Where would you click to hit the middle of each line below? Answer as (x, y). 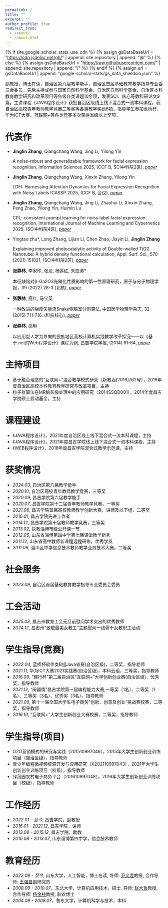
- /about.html (24, 38)
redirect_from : (21, 29)
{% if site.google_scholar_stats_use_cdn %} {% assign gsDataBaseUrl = (79, 52)
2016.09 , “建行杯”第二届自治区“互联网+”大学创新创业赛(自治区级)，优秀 (86, 677)
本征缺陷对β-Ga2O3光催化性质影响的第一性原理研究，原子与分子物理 (83, 281)
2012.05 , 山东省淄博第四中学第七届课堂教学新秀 (61, 535)
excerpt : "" (17, 19)
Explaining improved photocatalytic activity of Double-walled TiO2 (81, 249)
